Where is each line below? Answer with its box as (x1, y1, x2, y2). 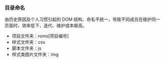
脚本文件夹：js (11, 45, 41, 51)
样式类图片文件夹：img (11, 52, 59, 58)
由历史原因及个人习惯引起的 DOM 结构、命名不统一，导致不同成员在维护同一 (4, 16, 161, 23)
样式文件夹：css (11, 39, 45, 45)
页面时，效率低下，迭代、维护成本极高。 (4, 23, 87, 29)
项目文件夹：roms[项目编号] (11, 33, 69, 39)
